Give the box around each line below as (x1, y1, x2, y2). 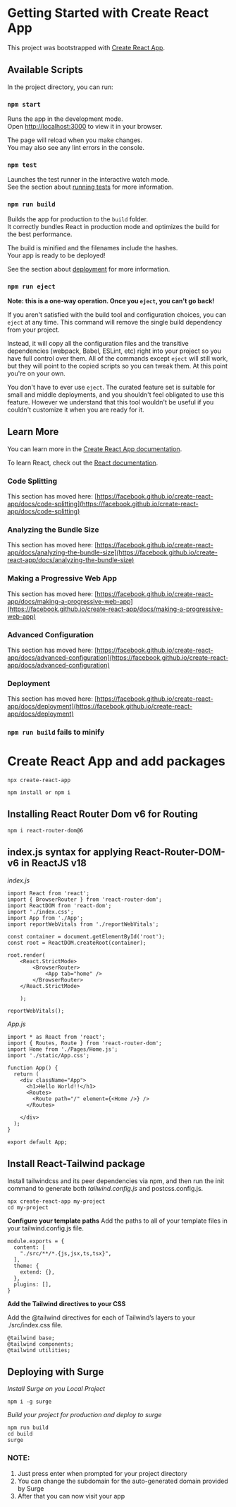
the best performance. (7, 230, 73, 238)
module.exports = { (7, 1238, 65, 1245)
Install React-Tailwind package (7, 1158, 146, 1170)
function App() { (7, 1064, 58, 1071)
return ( (13, 1070, 39, 1078)
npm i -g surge (7, 1398, 52, 1405)
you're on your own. (7, 369, 66, 378)
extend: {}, (20, 1268, 55, 1276)
